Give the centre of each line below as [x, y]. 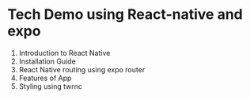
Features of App [45, 78]
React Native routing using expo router [82, 69]
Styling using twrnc [50, 86]
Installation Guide [47, 61]
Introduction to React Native [64, 53]
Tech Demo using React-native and [125, 15]
